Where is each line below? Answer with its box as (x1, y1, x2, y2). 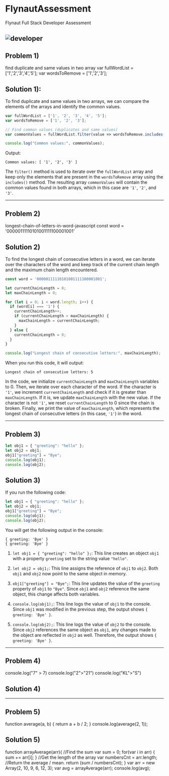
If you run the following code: (5, 490, 66, 496)
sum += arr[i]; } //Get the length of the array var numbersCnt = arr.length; (5, 754, 157, 760)
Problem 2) (5, 209, 41, 218)
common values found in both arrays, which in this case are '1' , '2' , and (5, 185, 157, 191)
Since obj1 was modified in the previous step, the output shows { (12, 606, 148, 612)
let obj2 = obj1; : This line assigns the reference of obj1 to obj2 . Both (12, 565, 158, 571)
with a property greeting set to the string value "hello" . (12, 555, 128, 561)
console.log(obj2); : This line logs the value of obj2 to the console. (12, 621, 151, 627)
